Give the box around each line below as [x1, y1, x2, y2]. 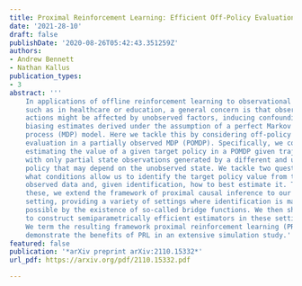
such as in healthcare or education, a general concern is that [25, 105, 271, 114]
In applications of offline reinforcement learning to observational [25, 96, 292, 106]
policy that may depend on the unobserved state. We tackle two [25, 164, 271, 173]
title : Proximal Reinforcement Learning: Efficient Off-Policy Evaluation [9, 13, 296, 22]
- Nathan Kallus [9, 64, 70, 73]
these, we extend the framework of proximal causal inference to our [25, 189, 292, 198]
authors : [9, 47, 42, 56]
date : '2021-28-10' [9, 22, 83, 31]
